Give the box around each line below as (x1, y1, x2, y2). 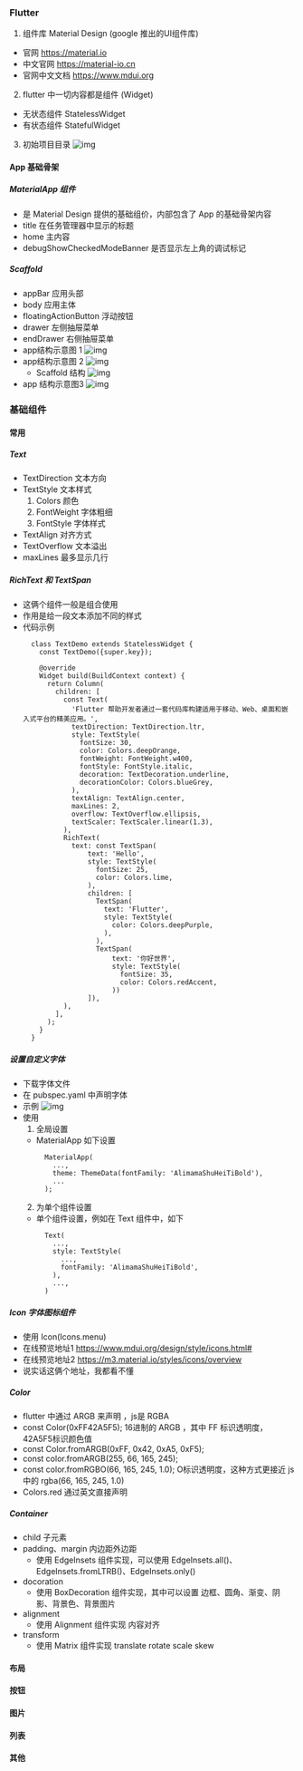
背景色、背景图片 (52, 1598, 116, 1610)
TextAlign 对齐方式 (22, 529, 92, 540)
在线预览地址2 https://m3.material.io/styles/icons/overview (22, 1354, 242, 1365)
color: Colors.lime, (95, 873, 174, 883)
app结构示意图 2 (22, 355, 84, 366)
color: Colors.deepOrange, (80, 746, 182, 756)
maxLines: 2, (71, 802, 120, 811)
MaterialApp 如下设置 (35, 1135, 116, 1146)
